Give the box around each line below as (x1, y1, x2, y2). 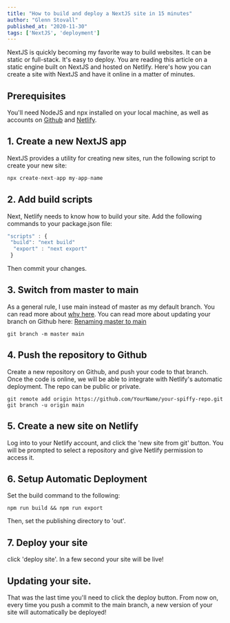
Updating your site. (7, 575, 92, 586)
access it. (7, 453, 34, 462)
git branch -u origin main (7, 401, 85, 409)
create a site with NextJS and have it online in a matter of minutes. (7, 70, 195, 79)
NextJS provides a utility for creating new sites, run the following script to (7, 154, 216, 162)
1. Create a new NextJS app (7, 136, 127, 147)
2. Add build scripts (7, 194, 93, 205)
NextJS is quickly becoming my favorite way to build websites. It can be (7, 48, 211, 57)
